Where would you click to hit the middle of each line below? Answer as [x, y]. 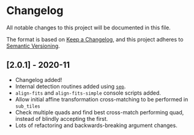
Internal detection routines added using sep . [70, 86]
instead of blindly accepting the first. [62, 119]
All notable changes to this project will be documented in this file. [89, 27]
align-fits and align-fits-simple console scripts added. [88, 93]
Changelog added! [39, 79]
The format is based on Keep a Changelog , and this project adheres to [95, 39]
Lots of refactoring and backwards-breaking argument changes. [96, 125]
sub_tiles [28, 106]
